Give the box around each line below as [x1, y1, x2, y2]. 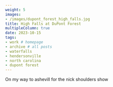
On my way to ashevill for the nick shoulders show [5, 77, 109, 83]
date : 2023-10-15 [5, 30, 41, 35]
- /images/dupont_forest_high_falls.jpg [5, 16, 91, 21]
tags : [5, 35, 16, 40]
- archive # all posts [5, 44, 52, 49]
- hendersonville [5, 53, 41, 59]
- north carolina [5, 58, 41, 63]
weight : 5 [5, 7, 26, 12]
